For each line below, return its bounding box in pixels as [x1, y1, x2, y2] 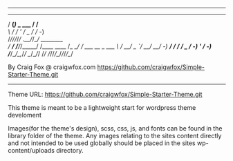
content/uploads [8, 146, 55, 154]
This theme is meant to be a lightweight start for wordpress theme [8, 104, 196, 111]
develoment [8, 111, 42, 119]
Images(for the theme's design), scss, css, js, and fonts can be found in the [8, 124, 223, 132]
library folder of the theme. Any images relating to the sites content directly [8, 132, 222, 140]
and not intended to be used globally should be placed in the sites [8, 139, 196, 147]
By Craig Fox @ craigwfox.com [8, 63, 96, 71]
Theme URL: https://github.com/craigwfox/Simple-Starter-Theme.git [8, 91, 203, 98]
